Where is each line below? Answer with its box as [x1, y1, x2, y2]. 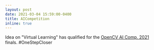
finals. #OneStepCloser [5, 40, 53, 46]
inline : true [5, 21, 32, 26]
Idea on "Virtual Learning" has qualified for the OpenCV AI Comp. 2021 [5, 34, 150, 40]
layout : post [5, 7, 32, 12]
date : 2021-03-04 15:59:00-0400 [5, 12, 72, 17]
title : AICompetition [5, 16, 50, 21]
